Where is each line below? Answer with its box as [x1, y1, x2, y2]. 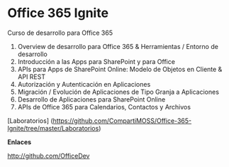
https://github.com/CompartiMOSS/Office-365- [52, 116, 192, 125]
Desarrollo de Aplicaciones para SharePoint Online [17, 95, 166, 104]
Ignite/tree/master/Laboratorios [7, 124, 99, 132]
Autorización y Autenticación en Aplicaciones [17, 80, 151, 88]
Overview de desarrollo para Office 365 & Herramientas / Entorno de [17, 42, 218, 50]
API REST [17, 72, 46, 81]
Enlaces [7, 137, 32, 146]
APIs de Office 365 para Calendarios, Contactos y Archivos [17, 102, 191, 111]
